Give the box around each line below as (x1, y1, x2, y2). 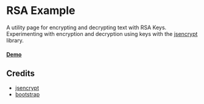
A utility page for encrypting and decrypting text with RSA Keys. (6, 24, 167, 31)
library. (6, 36, 24, 44)
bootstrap (15, 91, 40, 98)
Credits (6, 68, 35, 78)
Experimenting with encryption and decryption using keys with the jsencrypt (6, 30, 198, 37)
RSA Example (6, 4, 76, 18)
